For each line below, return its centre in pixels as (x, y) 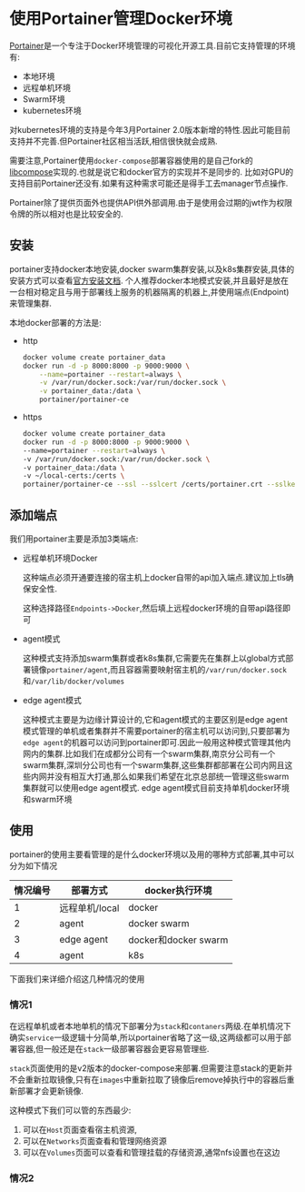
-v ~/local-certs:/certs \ (74, 476)
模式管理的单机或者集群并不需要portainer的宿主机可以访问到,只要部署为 (156, 731)
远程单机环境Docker (60, 558)
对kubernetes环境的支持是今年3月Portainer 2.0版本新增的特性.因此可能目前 (150, 129)
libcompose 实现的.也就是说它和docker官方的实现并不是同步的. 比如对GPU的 (152, 172)
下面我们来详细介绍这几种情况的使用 (77, 978)
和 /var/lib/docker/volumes (74, 681)
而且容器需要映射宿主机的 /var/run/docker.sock (199, 669)
